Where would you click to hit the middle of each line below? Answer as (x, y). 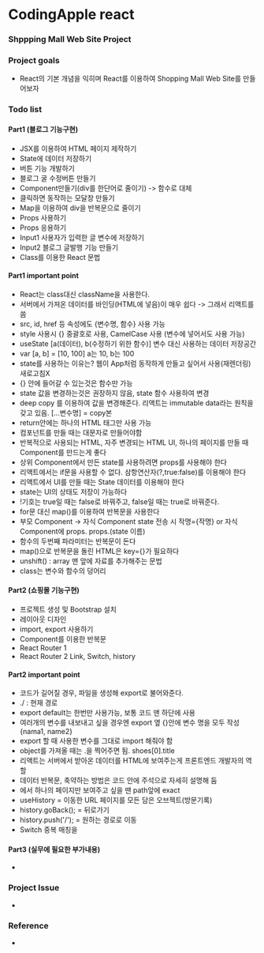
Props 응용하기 (43, 228)
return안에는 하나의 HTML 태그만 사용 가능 (86, 422)
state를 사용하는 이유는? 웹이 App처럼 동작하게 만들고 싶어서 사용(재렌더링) (135, 363)
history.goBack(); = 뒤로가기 (65, 810)
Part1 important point (43, 276)
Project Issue (34, 888)
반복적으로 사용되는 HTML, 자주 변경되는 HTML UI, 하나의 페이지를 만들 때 (134, 442)
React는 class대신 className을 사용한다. (85, 294)
